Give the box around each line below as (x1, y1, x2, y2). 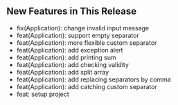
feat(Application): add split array (16, 68, 109, 76)
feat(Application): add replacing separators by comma (16, 75, 171, 84)
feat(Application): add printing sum (16, 53, 116, 61)
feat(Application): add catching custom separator (16, 82, 157, 90)
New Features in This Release (6, 6, 136, 17)
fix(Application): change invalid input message (16, 23, 150, 32)
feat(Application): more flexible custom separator (16, 38, 157, 47)
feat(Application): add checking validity (16, 60, 130, 68)
